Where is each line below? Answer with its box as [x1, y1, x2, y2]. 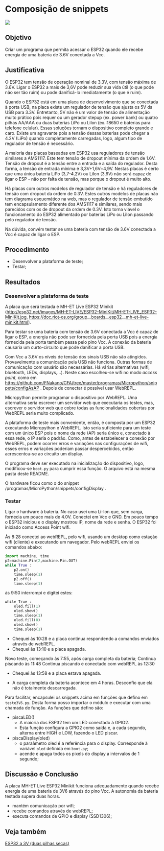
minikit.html [5, 319, 28, 325]
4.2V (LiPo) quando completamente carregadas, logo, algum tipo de [5, 135, 142, 141]
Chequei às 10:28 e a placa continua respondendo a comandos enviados [12, 636, 159, 641]
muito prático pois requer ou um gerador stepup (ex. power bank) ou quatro [5, 114, 158, 120]
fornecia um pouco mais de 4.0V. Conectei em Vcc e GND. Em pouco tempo [5, 514, 158, 520]
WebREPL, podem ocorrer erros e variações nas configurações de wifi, [5, 441, 149, 447]
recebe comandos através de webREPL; [12, 808, 93, 814]
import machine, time [5, 554, 49, 559]
